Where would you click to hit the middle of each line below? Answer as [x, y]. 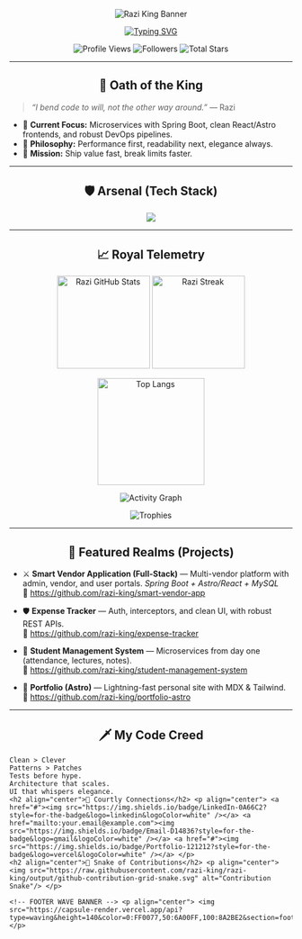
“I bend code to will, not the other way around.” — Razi [133, 107]
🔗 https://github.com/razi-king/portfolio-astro [107, 697]
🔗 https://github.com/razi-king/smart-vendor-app [114, 593]
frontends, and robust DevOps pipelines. [98, 134]
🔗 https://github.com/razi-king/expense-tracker [111, 634]
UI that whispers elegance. [62, 792]
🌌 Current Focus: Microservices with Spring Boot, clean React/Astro [149, 124]
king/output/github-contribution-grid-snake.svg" [104, 879]
